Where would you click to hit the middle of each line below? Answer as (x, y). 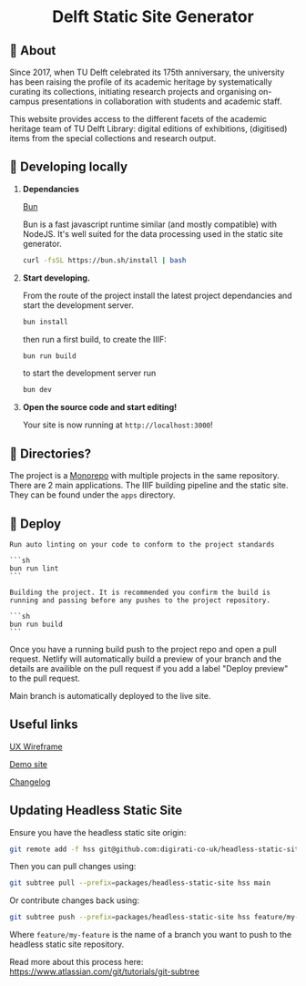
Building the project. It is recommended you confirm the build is (140, 592)
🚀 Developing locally (69, 167)
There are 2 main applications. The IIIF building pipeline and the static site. (149, 486)
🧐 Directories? (51, 453)
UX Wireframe (36, 746)
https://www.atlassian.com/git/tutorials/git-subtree (105, 971)
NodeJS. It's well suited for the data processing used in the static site (153, 233)
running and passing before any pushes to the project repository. (140, 600)
